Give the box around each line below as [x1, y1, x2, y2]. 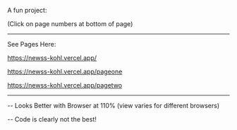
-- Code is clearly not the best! [7, 115, 97, 123]
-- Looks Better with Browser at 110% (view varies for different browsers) [7, 102, 220, 110]
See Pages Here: [7, 40, 56, 48]
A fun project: [7, 6, 47, 14]
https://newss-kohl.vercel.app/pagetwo [7, 81, 122, 89]
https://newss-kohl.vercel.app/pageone [7, 67, 123, 76]
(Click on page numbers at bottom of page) [7, 20, 133, 28]
